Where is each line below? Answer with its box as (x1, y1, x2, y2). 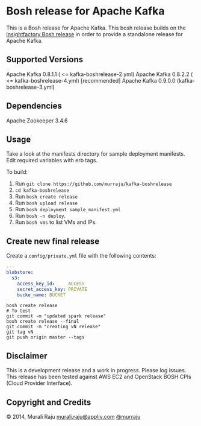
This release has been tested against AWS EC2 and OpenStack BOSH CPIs (6, 373, 191, 381)
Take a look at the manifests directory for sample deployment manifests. (6, 150, 185, 157)
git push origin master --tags (6, 334, 85, 340)
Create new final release (6, 236, 100, 246)
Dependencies (6, 101, 62, 111)
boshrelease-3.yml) (6, 83, 55, 91)
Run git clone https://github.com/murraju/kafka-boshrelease (14, 180, 172, 188)
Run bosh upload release (14, 199, 78, 206)
